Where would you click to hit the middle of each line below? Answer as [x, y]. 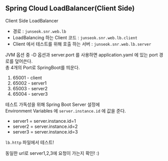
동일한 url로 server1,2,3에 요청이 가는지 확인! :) [52, 153]
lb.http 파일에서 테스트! [30, 142]
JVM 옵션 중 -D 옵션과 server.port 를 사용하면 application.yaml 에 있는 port [82, 55]
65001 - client [27, 77]
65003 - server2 [30, 88]
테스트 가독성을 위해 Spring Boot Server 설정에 [53, 104]
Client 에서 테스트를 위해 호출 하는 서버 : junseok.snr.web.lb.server [82, 44]
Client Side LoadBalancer [32, 20]
